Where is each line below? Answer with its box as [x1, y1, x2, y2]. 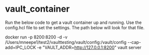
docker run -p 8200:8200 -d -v [5, 34, 68, 40]
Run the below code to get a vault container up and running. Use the [5, 19, 142, 25]
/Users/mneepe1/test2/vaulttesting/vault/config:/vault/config [5, 39, 127, 45]
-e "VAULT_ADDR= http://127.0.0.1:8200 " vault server [37, 44, 142, 50]
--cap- [127, 39, 141, 45]
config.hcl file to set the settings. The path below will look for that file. [5, 24, 145, 30]
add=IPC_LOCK [5, 44, 36, 50]
